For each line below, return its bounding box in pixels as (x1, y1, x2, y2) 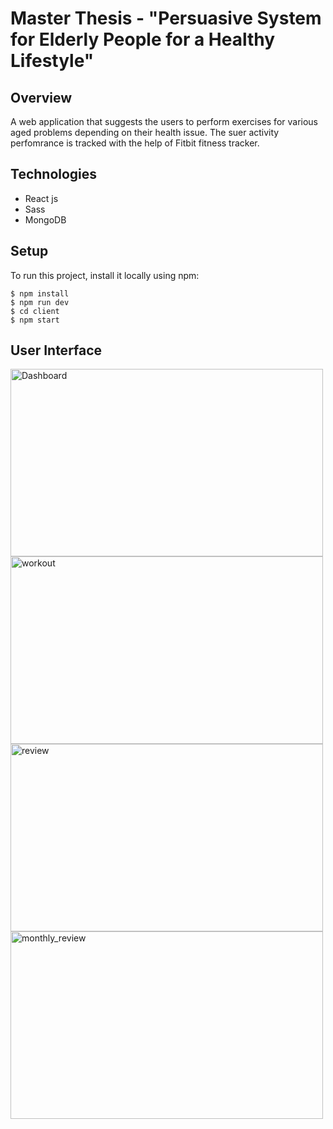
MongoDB (24, 213, 67, 226)
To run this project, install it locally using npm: (10, 269, 200, 281)
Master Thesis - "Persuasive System (10, 7, 322, 30)
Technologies (10, 166, 98, 183)
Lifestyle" (10, 50, 95, 72)
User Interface (10, 342, 103, 359)
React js (24, 192, 59, 204)
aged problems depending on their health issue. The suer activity (10, 127, 280, 138)
